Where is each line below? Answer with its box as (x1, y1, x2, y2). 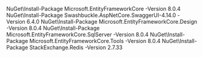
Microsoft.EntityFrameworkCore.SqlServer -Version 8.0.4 (6, 31, 149, 38)
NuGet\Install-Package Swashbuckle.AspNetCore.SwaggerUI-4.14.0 (6, 12, 176, 19)
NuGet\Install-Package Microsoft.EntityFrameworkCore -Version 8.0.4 (6, 5, 181, 12)
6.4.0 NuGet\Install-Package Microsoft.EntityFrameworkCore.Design (26, 18, 198, 25)
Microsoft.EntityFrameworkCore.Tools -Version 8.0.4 (29, 38, 161, 44)
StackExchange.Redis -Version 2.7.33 (29, 44, 123, 51)
